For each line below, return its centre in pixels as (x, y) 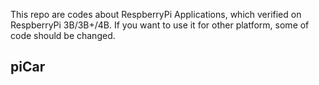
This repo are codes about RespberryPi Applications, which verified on (156, 14)
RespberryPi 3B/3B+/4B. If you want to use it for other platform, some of (160, 25)
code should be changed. (63, 35)
